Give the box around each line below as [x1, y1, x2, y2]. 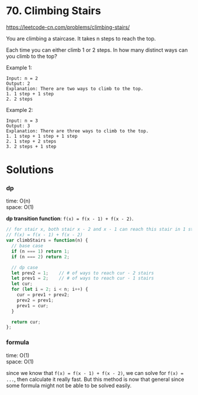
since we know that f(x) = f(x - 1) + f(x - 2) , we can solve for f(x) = [6, 369, 184, 376]
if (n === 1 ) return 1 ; [11, 248, 70, 254]
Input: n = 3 [6, 118, 38, 124]
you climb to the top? [6, 52, 58, 59]
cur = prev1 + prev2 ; [16, 292, 70, 298]
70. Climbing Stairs [6, 4, 101, 18]
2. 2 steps [6, 96, 33, 102]
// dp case [11, 264, 38, 270]
